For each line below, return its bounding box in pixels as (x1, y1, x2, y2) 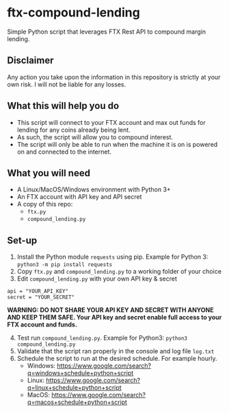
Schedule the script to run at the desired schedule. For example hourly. (16, 355, 217, 363)
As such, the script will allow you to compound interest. (16, 132, 173, 141)
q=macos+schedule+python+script (27, 398, 128, 406)
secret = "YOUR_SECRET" (7, 294, 75, 301)
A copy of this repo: (16, 200, 73, 209)
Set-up (7, 235, 38, 246)
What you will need (7, 167, 91, 179)
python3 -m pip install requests (16, 261, 113, 268)
